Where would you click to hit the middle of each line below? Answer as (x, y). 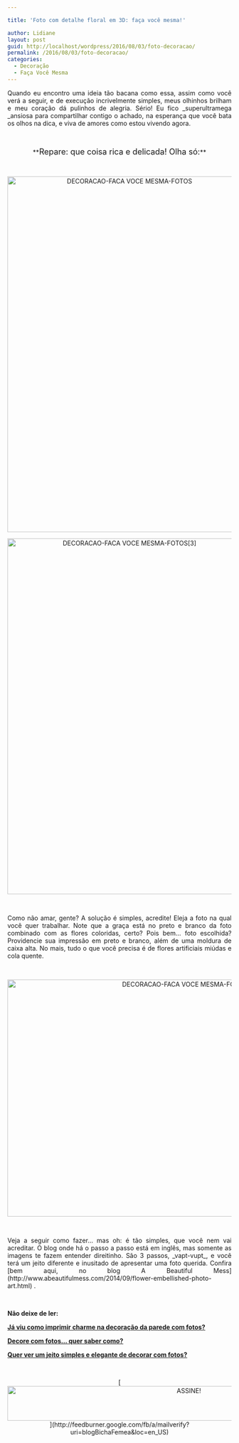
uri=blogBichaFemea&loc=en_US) (119, 1432)
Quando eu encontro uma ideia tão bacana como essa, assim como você (119, 92)
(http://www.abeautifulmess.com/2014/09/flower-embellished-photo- (110, 1278)
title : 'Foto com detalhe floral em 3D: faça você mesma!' (97, 20)
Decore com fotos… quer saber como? (65, 1341)
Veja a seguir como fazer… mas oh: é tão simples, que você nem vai (119, 1240)
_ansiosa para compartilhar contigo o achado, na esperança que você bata (119, 115)
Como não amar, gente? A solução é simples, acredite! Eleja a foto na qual (119, 918)
